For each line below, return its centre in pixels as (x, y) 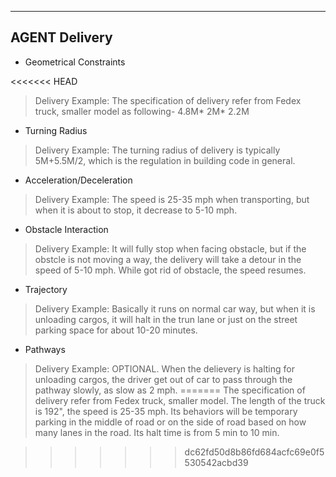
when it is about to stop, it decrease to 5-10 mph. (136, 210)
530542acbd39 (216, 462)
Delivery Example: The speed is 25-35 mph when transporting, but (172, 199)
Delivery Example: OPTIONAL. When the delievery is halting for (164, 368)
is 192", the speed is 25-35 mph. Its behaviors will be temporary (166, 411)
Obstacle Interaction (66, 229)
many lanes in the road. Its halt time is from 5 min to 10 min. (157, 432)
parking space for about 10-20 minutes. (116, 330)
